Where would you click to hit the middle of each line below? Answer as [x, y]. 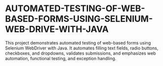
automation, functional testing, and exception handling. [61, 58]
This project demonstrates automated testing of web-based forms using [78, 43]
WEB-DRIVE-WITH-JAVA [57, 29]
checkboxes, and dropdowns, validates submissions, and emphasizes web [81, 53]
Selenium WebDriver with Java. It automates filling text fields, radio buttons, [82, 48]
